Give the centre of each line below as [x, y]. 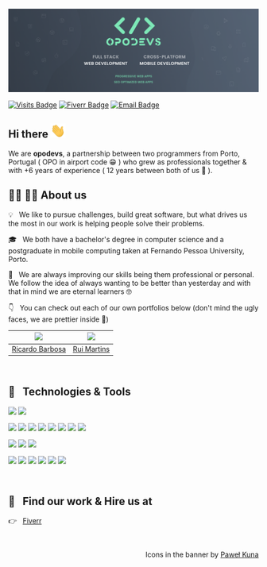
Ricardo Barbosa [39, 349]
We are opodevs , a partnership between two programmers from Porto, [124, 153]
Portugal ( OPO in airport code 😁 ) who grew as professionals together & [128, 162]
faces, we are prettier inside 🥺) [58, 319]
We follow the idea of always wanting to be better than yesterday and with [130, 283]
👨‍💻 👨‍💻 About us [48, 195]
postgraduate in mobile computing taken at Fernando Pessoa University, [126, 250]
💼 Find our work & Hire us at [80, 501]
